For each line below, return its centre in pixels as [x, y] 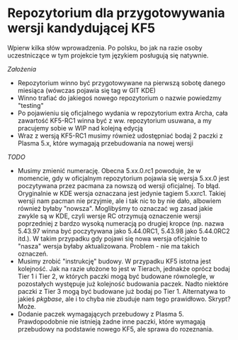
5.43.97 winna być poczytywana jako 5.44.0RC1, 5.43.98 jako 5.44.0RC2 [124, 231]
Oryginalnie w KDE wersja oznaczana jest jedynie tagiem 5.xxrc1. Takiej [121, 193]
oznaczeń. [33, 253]
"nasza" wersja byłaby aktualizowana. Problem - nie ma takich [108, 246]
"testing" [30, 105]
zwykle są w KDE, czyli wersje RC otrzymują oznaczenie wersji [109, 216]
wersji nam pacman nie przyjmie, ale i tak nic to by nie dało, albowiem [119, 201]
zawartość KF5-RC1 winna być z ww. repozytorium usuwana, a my [115, 120]
